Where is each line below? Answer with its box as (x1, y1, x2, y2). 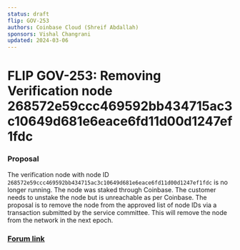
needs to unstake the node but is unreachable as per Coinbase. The (7, 193, 207, 201)
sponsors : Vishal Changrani (7, 30, 91, 38)
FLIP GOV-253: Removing (7, 68, 161, 84)
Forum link (7, 234, 45, 244)
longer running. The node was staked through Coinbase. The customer (7, 185, 216, 194)
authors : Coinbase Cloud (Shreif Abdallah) (7, 24, 139, 31)
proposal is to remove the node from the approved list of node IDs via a (7, 201, 217, 209)
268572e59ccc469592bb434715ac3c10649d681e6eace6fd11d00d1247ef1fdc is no (7, 178, 229, 186)
